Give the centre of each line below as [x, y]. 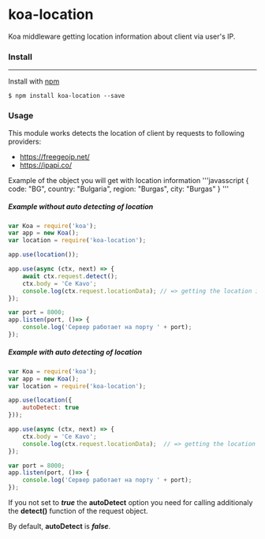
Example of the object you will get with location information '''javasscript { [129, 180]
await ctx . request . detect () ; [70, 276]
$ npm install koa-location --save [67, 96]
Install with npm [34, 81]
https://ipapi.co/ [46, 165]
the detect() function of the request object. [78, 511]
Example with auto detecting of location [75, 352]
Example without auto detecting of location [81, 207]
